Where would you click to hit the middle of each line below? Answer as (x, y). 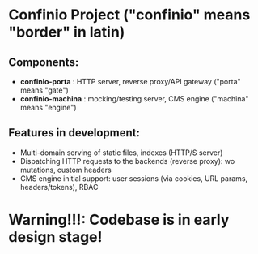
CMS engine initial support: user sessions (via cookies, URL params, (134, 178)
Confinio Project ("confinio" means (129, 15)
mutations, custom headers (66, 170)
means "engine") (48, 108)
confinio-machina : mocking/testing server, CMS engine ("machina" (134, 99)
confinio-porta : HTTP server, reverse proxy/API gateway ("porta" (130, 82)
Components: (44, 62)
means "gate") (44, 90)
